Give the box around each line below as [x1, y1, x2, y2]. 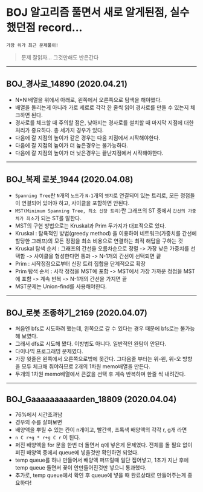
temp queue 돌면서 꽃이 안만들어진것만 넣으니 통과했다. [14, 464, 147, 471]
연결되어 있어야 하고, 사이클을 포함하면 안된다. [21, 199, 130, 206]
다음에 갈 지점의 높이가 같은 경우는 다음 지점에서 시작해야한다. [14, 134, 161, 141]
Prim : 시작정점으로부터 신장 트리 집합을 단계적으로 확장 [14, 260, 146, 267]
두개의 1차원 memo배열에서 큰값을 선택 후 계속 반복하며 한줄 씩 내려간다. [14, 371, 186, 378]
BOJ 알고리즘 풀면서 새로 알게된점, [6, 5, 168, 19]
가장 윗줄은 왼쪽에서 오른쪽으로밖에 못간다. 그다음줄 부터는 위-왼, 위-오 [14, 356, 181, 363]
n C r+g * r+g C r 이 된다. [14, 434, 81, 441]
